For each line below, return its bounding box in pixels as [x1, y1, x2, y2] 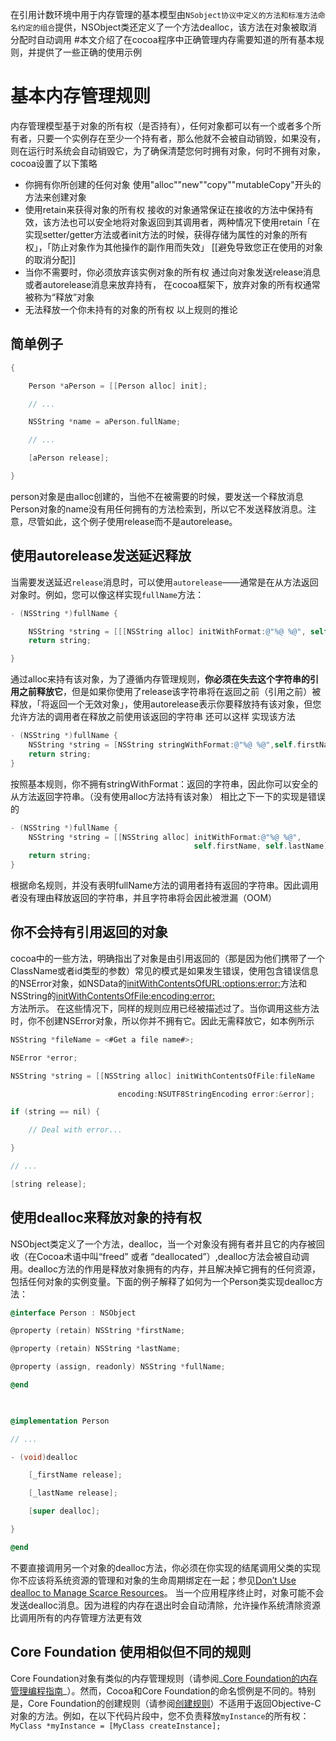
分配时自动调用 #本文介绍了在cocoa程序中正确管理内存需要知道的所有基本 [10, 34, 316, 45]
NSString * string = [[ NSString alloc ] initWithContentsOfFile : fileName [10, 1071, 315, 1081]
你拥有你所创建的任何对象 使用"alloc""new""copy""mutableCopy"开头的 [24, 178, 322, 190]
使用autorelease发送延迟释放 [10, 548, 192, 565]
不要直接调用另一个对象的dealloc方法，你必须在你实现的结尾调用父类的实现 [10, 1561, 321, 1573]
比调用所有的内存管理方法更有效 [10, 1611, 142, 1623]
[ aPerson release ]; [28, 453, 110, 463]
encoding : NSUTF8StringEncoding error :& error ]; [117, 1089, 315, 1099]
